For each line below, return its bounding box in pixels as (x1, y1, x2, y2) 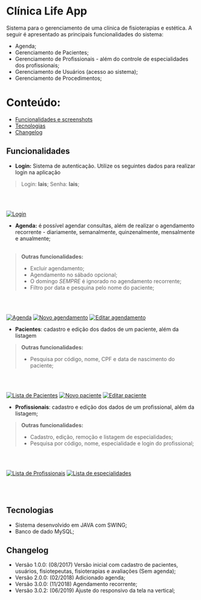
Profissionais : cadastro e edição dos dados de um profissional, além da (14, 403, 194, 411)
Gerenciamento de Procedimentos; (14, 74, 102, 82)
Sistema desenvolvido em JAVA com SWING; (14, 521, 127, 529)
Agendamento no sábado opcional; (30, 271, 118, 278)
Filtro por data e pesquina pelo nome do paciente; (30, 284, 155, 291)
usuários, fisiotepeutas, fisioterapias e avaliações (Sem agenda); (14, 567, 176, 575)
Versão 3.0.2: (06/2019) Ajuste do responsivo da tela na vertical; (14, 587, 176, 594)
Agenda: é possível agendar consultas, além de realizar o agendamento (14, 222, 195, 229)
